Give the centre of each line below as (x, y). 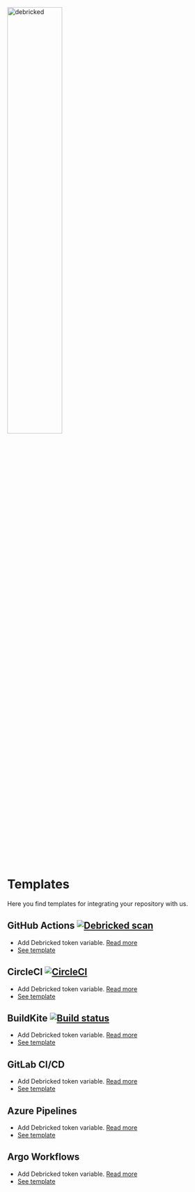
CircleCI (25, 972)
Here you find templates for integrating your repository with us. (97, 903)
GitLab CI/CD (36, 1064)
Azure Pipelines (42, 1111)
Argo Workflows (44, 1157)
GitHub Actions (41, 926)
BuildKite (28, 1018)
